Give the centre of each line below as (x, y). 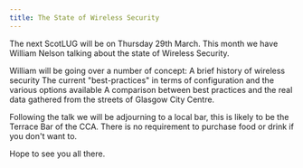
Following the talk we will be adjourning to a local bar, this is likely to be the (149, 117)
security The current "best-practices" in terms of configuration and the (142, 80)
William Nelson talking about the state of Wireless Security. (119, 53)
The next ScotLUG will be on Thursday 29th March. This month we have (144, 43)
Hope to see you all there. (57, 154)
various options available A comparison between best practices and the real (151, 89)
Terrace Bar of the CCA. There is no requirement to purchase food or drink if (151, 126)
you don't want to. (43, 135)
